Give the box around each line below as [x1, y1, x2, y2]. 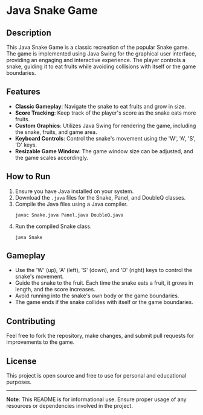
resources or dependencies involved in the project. [6, 402, 133, 410]
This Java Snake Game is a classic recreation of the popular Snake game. [6, 43, 189, 51]
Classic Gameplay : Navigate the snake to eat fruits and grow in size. [14, 103, 186, 110]
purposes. [6, 378, 32, 386]
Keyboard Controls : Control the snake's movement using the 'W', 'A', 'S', [14, 135, 196, 142]
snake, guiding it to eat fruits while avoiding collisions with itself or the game [6, 63, 196, 70]
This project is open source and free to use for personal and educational [6, 372, 187, 379]
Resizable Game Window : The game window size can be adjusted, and [14, 147, 193, 154]
